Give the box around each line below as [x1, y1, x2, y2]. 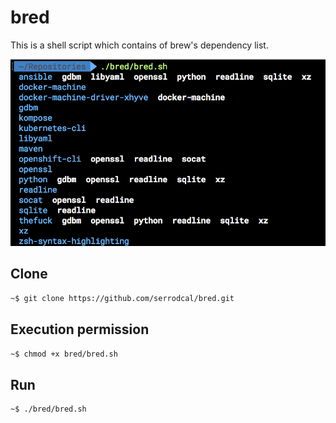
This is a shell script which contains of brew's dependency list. [10, 39, 269, 51]
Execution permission [10, 321, 150, 338]
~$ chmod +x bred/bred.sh [10, 349, 118, 359]
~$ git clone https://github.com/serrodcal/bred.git [10, 293, 235, 303]
